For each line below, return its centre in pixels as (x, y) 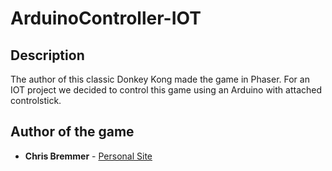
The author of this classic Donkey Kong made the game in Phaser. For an (160, 79)
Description (47, 55)
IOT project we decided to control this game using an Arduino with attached (166, 90)
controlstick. (36, 100)
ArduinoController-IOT (106, 18)
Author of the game (72, 132)
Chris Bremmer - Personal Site (88, 156)
